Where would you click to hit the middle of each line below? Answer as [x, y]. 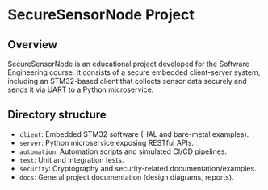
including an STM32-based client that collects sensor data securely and [127, 81]
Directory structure [57, 115]
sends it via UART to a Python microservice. [81, 89]
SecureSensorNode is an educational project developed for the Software [128, 64]
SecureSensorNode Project [101, 15]
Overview [33, 45]
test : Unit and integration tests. [71, 159]
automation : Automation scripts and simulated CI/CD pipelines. [123, 151]
